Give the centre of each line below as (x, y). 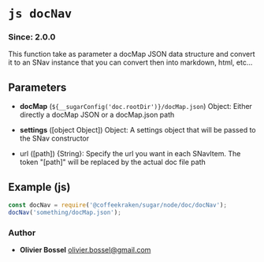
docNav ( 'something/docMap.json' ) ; (65, 212)
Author (22, 233)
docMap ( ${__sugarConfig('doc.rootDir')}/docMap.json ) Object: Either (136, 107)
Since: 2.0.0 (32, 37)
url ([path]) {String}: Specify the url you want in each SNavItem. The (130, 154)
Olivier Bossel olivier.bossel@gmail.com (85, 250)
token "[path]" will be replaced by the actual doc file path (113, 162)
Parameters (37, 87)
